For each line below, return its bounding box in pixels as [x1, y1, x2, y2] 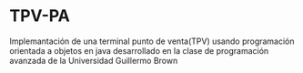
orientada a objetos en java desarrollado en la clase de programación [9, 45, 269, 56]
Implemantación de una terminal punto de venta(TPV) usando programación [9, 36, 295, 47]
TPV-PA [9, 5, 70, 26]
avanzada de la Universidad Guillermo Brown [9, 55, 178, 66]
